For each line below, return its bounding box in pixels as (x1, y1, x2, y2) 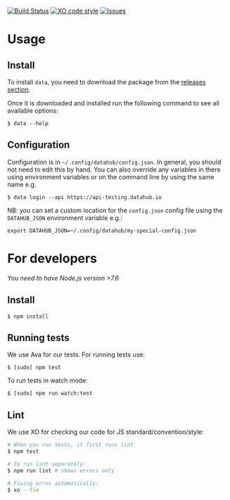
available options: (7, 106, 58, 115)
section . (7, 85, 31, 94)
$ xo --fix (7, 486, 39, 494)
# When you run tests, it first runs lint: (7, 442, 137, 449)
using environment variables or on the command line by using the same (7, 172, 215, 181)
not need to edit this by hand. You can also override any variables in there (7, 165, 221, 174)
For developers (7, 250, 97, 267)
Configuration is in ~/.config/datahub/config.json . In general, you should (7, 158, 222, 166)
